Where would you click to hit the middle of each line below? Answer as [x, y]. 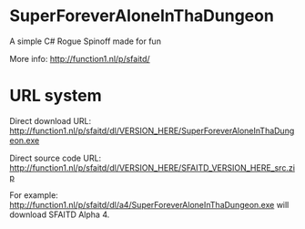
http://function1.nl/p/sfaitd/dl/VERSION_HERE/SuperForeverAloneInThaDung [152, 130]
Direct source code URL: [56, 158]
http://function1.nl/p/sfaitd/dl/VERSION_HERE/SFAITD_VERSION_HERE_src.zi [152, 167]
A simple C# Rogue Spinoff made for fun [86, 41]
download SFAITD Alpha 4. [60, 214]
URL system [56, 96]
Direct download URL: [51, 120]
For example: [34, 195]
